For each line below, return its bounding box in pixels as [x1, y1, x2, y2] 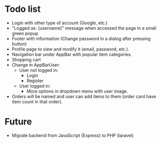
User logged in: [19, 83, 51, 89]
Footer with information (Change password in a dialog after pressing [11, 36, 151, 42]
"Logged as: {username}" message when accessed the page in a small [11, 25, 157, 31]
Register [26, 78, 44, 84]
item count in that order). [11, 98, 63, 104]
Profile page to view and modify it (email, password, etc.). [11, 46, 129, 52]
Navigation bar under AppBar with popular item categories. [11, 51, 132, 57]
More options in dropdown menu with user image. [26, 88, 128, 94]
